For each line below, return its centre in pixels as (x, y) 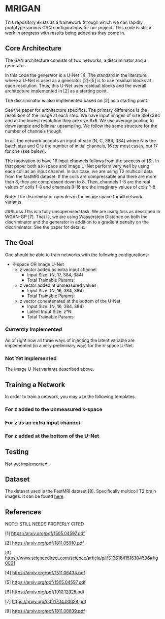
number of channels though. (34, 131)
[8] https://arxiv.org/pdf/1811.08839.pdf (45, 611)
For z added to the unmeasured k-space (54, 409)
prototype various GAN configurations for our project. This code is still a (78, 27)
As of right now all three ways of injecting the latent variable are (70, 340)
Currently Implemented (34, 329)
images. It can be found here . (35, 496)
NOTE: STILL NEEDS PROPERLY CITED (45, 524)
